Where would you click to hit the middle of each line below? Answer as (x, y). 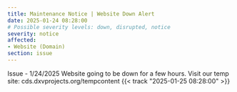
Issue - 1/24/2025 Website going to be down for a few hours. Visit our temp (118, 73)
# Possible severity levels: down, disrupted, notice (89, 27)
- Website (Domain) (36, 47)
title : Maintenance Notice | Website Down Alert (81, 14)
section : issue (30, 54)
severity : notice (33, 34)
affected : (22, 40)
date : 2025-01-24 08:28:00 (47, 21)
